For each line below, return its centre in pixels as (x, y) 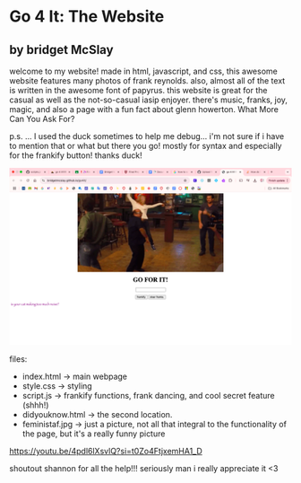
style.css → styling (57, 386)
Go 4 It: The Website (87, 17)
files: (18, 359)
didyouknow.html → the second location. (97, 414)
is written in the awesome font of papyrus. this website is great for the (138, 90)
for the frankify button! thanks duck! (76, 155)
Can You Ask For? (42, 119)
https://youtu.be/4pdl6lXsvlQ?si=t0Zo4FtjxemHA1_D (106, 451)
